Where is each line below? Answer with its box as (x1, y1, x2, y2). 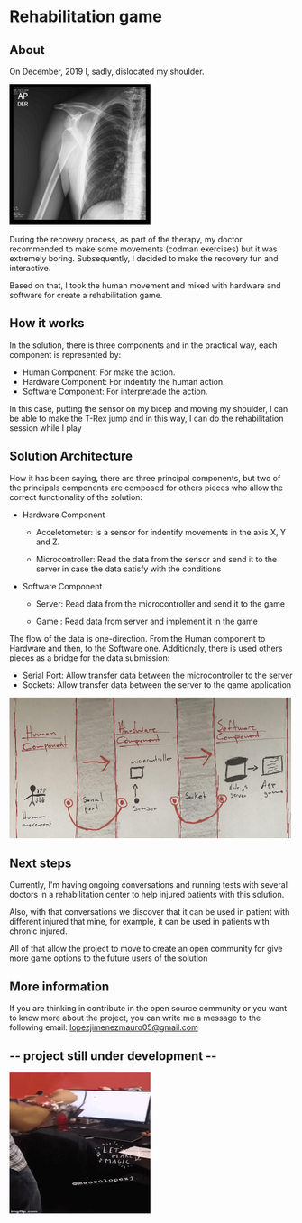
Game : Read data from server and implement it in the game (35, 616, 259, 626)
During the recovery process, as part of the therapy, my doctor (9, 234, 243, 244)
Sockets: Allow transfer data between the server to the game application (22, 679, 292, 690)
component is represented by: (9, 349, 122, 360)
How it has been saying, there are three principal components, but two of (9, 472, 281, 483)
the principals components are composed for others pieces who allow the (9, 482, 284, 493)
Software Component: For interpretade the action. (22, 386, 208, 397)
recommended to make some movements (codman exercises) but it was (9, 243, 278, 254)
